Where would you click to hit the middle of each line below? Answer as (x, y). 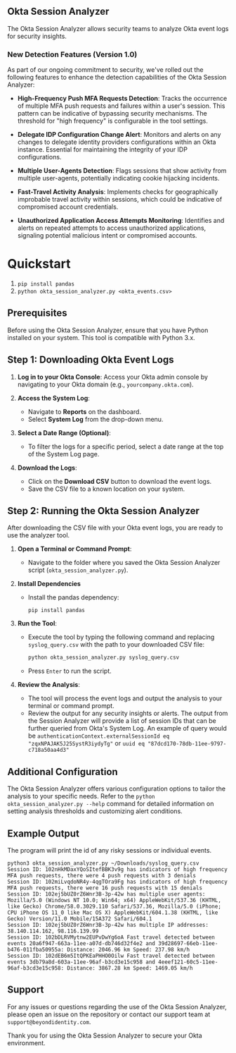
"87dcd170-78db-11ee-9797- (187, 744)
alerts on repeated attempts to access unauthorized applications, (112, 228)
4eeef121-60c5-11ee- (188, 962)
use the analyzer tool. (39, 535)
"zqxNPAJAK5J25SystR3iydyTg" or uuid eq (86, 743)
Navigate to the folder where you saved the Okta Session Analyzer (124, 563)
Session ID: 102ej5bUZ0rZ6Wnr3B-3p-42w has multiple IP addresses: (108, 925)
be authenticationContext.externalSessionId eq (99, 736)
